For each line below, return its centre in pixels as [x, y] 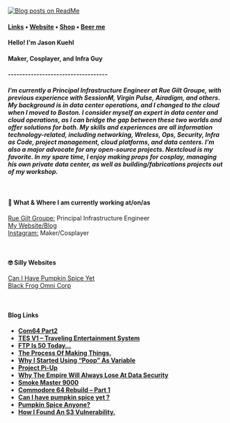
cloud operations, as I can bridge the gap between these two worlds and [115, 120]
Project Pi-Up [38, 368]
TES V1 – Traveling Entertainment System [79, 338]
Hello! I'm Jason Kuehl [41, 42]
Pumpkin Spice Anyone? [54, 405]
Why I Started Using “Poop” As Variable [77, 360]
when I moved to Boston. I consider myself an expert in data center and [113, 112]
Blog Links [23, 315]
